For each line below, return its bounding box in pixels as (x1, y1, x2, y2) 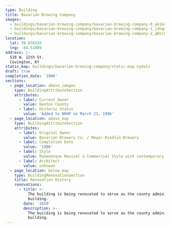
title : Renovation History (14, 177, 71, 183)
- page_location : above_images (10, 83, 76, 88)
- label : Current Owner (18, 97, 69, 102)
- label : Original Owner (18, 130, 71, 135)
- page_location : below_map (10, 168, 69, 173)
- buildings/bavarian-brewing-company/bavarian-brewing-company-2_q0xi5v (10, 31, 168, 36)
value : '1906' (23, 144, 53, 150)
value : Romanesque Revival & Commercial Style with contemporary (23, 154, 164, 159)
